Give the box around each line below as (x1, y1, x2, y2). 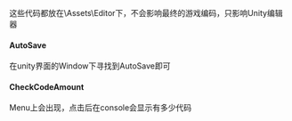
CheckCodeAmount (9, 81, 85, 92)
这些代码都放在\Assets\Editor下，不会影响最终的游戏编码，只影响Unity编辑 (9, 8, 283, 18)
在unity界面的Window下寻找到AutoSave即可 (9, 60, 171, 71)
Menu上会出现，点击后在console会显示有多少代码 (9, 102, 192, 113)
